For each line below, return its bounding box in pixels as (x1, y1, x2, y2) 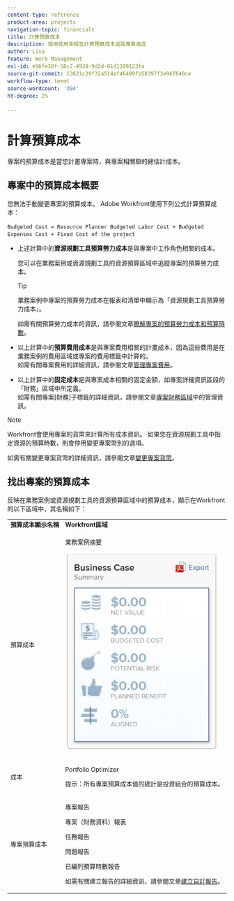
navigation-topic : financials (7, 26, 95, 33)
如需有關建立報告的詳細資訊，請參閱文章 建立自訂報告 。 (65, 877, 224, 886)
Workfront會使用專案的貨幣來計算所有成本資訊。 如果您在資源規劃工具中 (7, 430, 215, 438)
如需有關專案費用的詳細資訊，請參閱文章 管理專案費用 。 (17, 360, 176, 369)
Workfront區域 (65, 520, 108, 529)
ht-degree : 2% (7, 92, 49, 99)
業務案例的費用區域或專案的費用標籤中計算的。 (17, 351, 152, 360)
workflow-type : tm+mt (7, 78, 70, 85)
